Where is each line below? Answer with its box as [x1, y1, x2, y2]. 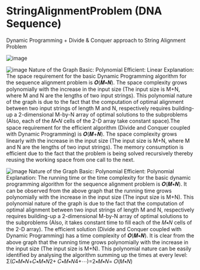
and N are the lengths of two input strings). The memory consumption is [6, 143, 184, 151]
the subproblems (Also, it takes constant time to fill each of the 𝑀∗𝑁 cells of [6, 219, 192, 226]
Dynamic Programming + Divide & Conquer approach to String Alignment [6, 36, 186, 44]
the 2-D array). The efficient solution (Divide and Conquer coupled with [6, 225, 182, 232]
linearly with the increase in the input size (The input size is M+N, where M [6, 137, 190, 144]
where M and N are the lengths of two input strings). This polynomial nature [6, 91, 193, 99]
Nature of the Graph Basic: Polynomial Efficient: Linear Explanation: [29, 66, 194, 73]
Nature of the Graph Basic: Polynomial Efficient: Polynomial [29, 167, 174, 174]
